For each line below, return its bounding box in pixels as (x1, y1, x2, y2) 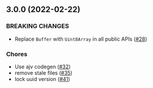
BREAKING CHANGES (6, 22, 69, 30)
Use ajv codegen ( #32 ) (14, 63, 71, 70)
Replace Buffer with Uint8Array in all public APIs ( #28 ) (14, 35, 148, 43)
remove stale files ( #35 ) (14, 69, 72, 76)
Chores (6, 50, 28, 58)
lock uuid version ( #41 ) (14, 75, 71, 82)
